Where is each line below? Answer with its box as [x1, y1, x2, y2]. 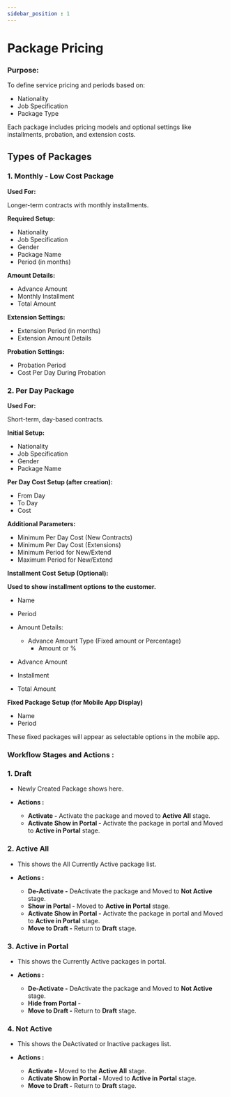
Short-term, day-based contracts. [7, 415, 105, 424]
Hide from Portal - [27, 999, 82, 1007]
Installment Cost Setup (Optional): [7, 569, 109, 578]
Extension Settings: [7, 313, 66, 321]
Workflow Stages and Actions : [7, 750, 115, 760]
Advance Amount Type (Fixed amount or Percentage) [27, 636, 181, 645]
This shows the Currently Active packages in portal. [17, 957, 167, 965]
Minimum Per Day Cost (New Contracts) [17, 533, 133, 542]
